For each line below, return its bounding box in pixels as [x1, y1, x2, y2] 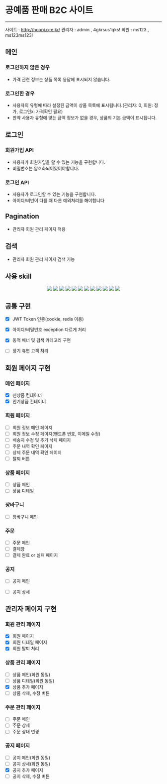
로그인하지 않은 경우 [5, 64, 50, 71]
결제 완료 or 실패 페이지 [12, 552, 58, 558]
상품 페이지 [5, 469, 30, 476]
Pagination [5, 212, 40, 221]
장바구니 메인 [12, 514, 38, 520]
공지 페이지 [5, 742, 30, 749]
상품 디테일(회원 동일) [12, 677, 55, 683]
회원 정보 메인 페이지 [12, 424, 53, 431]
